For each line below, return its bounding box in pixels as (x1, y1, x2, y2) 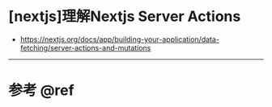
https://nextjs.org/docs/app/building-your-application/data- (19, 34, 220, 44)
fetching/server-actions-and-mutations (19, 43, 151, 52)
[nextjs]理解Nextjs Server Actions (8, 7, 241, 26)
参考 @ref (8, 81, 74, 100)
